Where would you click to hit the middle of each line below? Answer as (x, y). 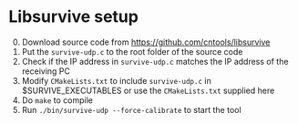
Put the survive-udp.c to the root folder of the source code (132, 51)
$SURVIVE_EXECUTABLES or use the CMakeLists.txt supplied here (148, 90)
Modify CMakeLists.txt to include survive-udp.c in (116, 80)
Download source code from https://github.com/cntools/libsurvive (146, 42)
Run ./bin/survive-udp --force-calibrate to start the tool (132, 109)
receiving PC (46, 71)
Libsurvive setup (73, 17)
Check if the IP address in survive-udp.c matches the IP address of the (155, 61)
